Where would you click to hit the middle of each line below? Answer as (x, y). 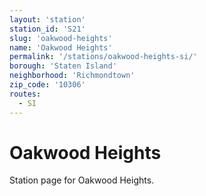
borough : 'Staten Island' (63, 66)
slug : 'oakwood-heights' (61, 38)
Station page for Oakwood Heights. (82, 180)
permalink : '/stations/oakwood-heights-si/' (103, 57)
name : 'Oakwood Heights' (61, 47)
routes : (25, 94)
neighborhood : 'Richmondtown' (72, 76)
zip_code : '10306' (47, 85)
